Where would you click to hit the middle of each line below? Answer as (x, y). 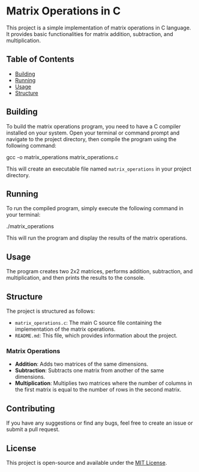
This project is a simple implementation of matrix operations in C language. (99, 28)
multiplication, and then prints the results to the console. (76, 278)
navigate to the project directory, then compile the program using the (91, 139)
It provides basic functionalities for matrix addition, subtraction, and (90, 34)
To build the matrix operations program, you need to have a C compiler (94, 126)
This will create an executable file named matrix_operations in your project (99, 169)
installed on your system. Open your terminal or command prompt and (93, 133)
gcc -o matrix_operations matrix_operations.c (62, 157)
